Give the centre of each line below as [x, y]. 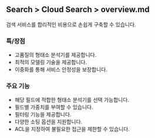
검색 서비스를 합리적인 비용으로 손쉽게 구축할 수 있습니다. [71, 24]
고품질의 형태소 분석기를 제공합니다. [55, 55]
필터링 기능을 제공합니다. [43, 115]
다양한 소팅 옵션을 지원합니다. [48, 122]
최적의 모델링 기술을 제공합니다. [50, 62]
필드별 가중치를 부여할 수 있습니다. [54, 107]
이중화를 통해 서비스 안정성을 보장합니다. [61, 70]
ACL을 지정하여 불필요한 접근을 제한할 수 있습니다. [72, 129]
